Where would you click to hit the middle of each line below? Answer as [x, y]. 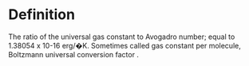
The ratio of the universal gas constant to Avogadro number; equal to [122, 37]
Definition [42, 15]
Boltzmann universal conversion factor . [74, 54]
